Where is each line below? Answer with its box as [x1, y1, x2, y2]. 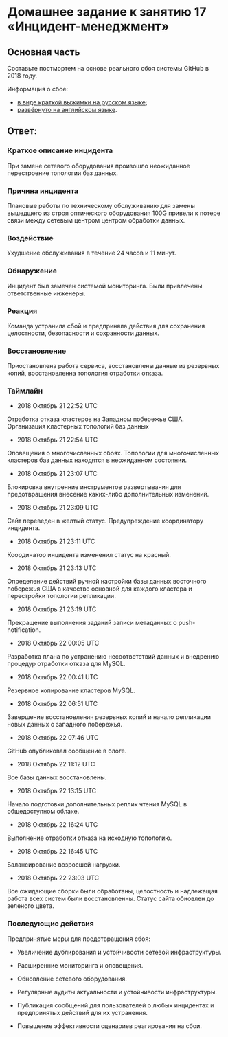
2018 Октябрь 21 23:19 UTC [16, 605, 97, 613]
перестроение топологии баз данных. [7, 169, 119, 177]
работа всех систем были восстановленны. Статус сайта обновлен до [7, 894, 214, 903]
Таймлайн [7, 386, 43, 396]
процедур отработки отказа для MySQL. [7, 660, 126, 668]
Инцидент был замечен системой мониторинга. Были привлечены [7, 282, 203, 290]
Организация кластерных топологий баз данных [7, 422, 149, 431]
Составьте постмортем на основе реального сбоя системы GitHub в [7, 65, 209, 72]
